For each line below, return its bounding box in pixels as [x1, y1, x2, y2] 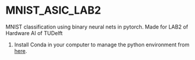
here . [14, 47, 27, 54]
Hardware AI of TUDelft [5, 29, 63, 36]
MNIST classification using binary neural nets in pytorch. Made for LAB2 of [5, 23, 188, 30]
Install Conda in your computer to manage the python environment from [14, 41, 190, 48]
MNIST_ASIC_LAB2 [5, 4, 101, 17]
